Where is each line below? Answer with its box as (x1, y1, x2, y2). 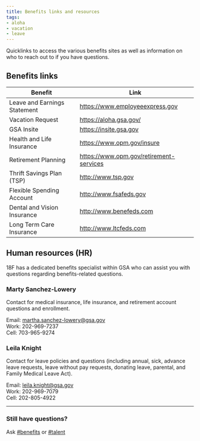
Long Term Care (9, 220, 55, 229)
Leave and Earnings (9, 98, 65, 107)
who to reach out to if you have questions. (6, 54, 110, 61)
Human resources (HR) (6, 248, 93, 258)
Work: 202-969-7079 (6, 388, 58, 395)
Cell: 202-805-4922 (6, 394, 56, 402)
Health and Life (9, 135, 52, 143)
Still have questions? (6, 415, 68, 423)
